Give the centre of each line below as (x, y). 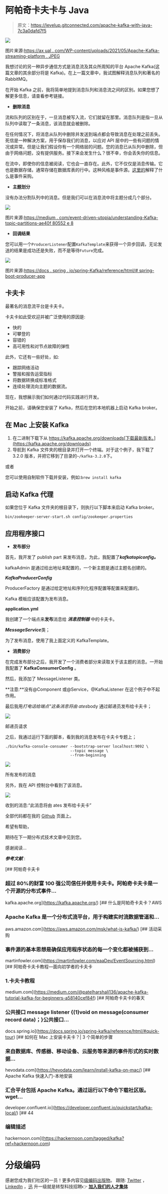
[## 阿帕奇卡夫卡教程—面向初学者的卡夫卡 (49, 967)
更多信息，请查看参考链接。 (38, 96)
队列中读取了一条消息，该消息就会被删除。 (49, 123)
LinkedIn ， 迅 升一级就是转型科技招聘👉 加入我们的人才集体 (67, 1186)
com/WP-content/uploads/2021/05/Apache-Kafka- (107, 50)
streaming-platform (25, 56)
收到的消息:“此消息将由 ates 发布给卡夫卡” (48, 806)
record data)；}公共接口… (37, 1020)
